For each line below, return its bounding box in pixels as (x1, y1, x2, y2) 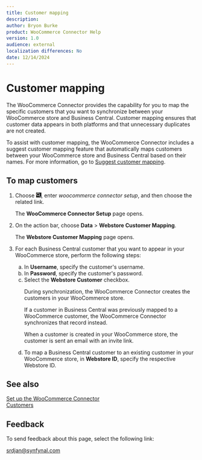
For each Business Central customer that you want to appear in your (14, 245, 185, 252)
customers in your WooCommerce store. (24, 294, 125, 301)
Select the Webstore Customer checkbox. (24, 276, 130, 283)
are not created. (6, 127, 46, 134)
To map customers (6, 176, 78, 186)
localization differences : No (6, 48, 83, 54)
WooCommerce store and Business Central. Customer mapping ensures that (6, 114, 197, 121)
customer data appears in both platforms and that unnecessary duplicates (6, 120, 191, 128)
